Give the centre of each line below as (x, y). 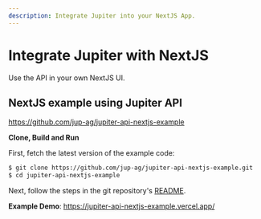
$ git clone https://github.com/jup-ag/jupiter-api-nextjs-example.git (130, 168)
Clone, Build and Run (44, 138)
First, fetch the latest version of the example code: (92, 153)
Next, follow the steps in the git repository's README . (97, 191)
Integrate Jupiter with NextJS (108, 55)
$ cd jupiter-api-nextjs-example (64, 176)
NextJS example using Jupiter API (96, 102)
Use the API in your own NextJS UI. (67, 78)
